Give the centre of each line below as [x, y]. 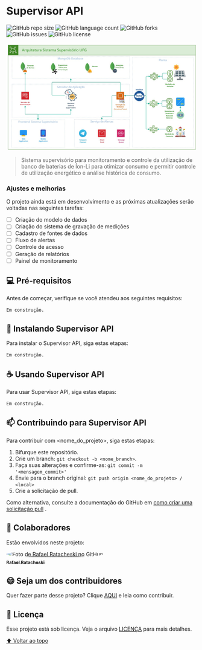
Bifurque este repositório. [46, 452]
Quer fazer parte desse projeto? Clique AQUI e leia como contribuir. [90, 596]
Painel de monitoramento [46, 260]
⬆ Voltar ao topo [27, 641]
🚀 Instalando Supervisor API [60, 328]
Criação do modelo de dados [51, 220]
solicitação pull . [27, 509]
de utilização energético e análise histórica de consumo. [91, 173]
